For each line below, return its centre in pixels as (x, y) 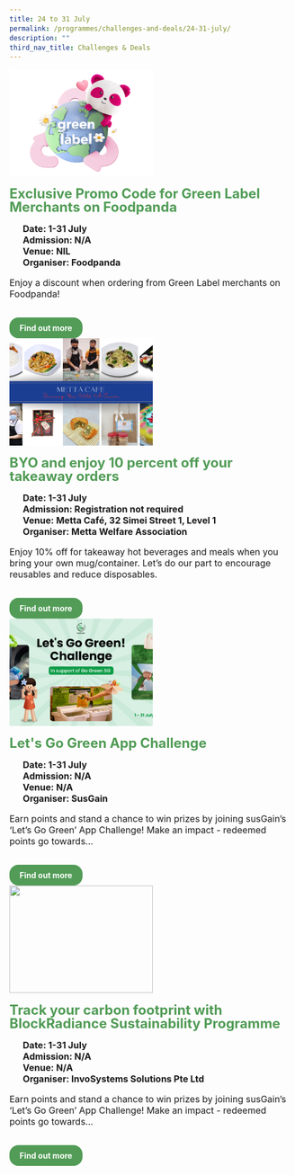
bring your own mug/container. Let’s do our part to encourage (140, 564)
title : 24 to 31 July (50, 19)
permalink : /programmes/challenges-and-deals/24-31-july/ (120, 28)
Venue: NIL (46, 252)
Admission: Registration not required (103, 510)
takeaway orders (64, 476)
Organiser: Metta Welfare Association (105, 532)
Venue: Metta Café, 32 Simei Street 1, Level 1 (119, 521)
